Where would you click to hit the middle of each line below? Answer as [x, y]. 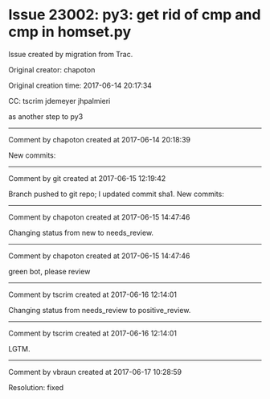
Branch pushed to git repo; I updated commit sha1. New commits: [117, 194]
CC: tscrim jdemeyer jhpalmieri [59, 101]
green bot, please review [49, 271]
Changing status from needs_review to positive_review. [100, 310]
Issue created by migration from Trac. [71, 54]
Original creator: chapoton [52, 69]
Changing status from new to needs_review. [81, 232]
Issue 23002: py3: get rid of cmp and [135, 15]
